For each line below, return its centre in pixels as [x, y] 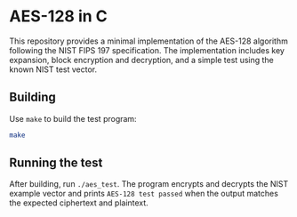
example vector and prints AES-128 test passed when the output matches [144, 194]
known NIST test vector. [53, 69]
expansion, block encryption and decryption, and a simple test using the [141, 60]
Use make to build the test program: [73, 118]
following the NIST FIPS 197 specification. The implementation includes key [147, 50]
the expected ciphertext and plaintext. [79, 203]
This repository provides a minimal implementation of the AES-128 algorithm [149, 41]
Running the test [56, 163]
